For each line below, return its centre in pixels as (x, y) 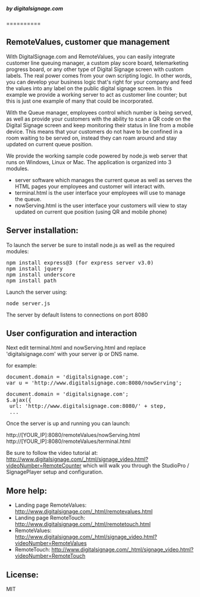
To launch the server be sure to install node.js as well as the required (90, 245)
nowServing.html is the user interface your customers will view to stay (101, 205)
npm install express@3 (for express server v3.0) (80, 262)
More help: (27, 490)
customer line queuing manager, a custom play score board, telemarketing (97, 63)
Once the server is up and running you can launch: (68, 423)
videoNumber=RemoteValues (51, 543)
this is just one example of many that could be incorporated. (80, 101)
